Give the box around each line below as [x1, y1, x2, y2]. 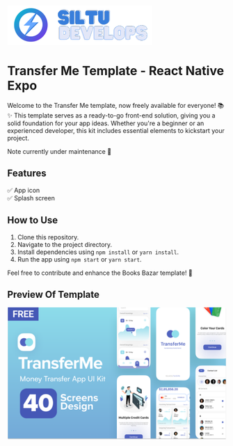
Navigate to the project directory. [17, 240, 113, 248]
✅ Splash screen [7, 193, 56, 202]
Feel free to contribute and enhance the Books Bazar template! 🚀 [7, 269, 193, 277]
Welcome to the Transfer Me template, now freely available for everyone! [7, 101, 216, 109]
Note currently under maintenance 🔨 [7, 147, 112, 155]
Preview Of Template [7, 288, 99, 301]
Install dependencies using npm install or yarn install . [17, 248, 179, 256]
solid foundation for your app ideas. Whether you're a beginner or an [7, 119, 204, 127]
